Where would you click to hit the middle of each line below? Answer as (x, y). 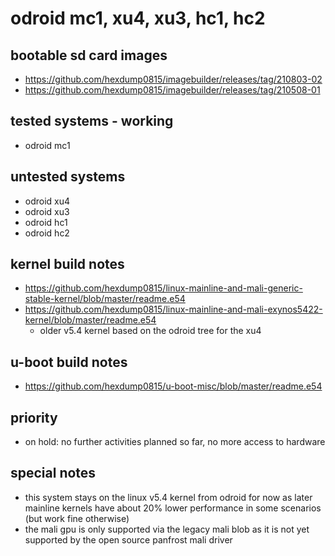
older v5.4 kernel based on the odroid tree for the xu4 (150, 331)
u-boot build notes (69, 362)
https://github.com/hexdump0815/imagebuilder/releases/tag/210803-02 (173, 79)
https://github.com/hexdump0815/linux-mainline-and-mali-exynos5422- (173, 309)
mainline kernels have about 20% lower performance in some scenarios (173, 508)
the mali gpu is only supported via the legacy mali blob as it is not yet (167, 529)
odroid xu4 (47, 201)
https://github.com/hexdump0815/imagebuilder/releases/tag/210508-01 (172, 90)
